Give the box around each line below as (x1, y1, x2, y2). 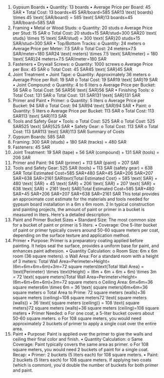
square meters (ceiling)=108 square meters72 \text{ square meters (12, 295, 147, 300)
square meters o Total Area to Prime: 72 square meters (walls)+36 (12, 290, 146, 295)
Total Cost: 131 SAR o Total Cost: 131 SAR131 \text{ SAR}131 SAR (12, 92, 141, 98)
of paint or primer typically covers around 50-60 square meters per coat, (12, 227, 160, 233)
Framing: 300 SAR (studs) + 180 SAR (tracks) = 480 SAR (12, 139, 126, 145)
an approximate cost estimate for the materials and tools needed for (12, 196, 149, 202)
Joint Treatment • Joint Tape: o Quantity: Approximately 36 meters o (12, 72, 151, 77)
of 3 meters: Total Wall (12, 258, 58, 264)
